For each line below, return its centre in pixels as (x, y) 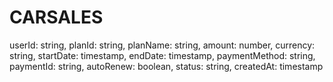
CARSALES (56, 17)
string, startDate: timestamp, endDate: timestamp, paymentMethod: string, (162, 55)
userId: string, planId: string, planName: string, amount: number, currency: (162, 45)
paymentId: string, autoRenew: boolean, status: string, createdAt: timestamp (166, 66)
